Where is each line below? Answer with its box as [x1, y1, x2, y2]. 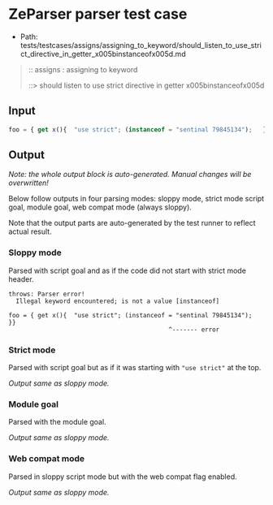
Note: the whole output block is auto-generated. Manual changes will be [8, 170, 252, 179]
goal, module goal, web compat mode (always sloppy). [8, 202, 193, 212]
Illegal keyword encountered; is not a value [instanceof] [15, 297, 220, 305]
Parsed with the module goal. [8, 417, 107, 427]
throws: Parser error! [8, 290, 85, 298]
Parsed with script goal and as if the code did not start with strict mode [8, 265, 246, 275]
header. [8, 274, 34, 284]
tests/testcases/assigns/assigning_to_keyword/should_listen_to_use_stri [19, 40, 262, 50]
